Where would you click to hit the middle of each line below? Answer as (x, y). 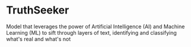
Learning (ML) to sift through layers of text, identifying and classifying (91, 32)
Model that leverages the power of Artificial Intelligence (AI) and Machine (95, 26)
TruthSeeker (38, 10)
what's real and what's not (39, 39)
